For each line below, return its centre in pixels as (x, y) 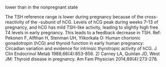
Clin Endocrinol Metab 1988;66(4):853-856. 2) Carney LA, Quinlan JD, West (83, 54)
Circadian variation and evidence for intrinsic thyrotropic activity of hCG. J (81, 48)
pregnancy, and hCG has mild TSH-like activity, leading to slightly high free (82, 27)
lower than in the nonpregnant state (42, 7)
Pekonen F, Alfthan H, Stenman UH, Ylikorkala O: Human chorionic (73, 38)
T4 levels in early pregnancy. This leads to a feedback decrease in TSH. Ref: (83, 33)
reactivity (15, 22)
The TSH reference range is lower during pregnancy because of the (74, 17)
